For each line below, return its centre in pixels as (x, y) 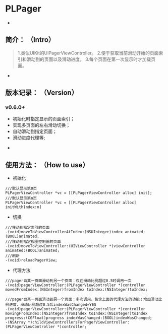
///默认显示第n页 (21, 198)
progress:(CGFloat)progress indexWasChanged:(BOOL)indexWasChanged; (79, 318)
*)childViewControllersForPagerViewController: (78, 322)
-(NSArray (16, 322)
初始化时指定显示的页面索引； (43, 119)
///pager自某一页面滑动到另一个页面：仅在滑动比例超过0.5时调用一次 (68, 281)
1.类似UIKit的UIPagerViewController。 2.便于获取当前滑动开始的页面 (88, 53)
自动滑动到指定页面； (35, 131)
